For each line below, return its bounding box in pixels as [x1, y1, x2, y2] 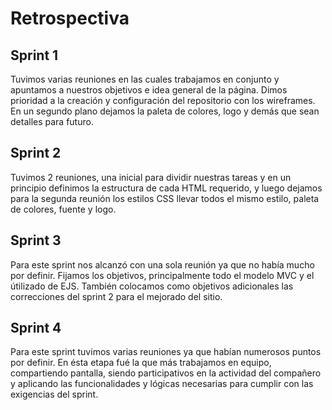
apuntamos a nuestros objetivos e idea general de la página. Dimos [10, 84, 288, 96]
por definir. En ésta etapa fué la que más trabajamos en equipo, [10, 357, 272, 369]
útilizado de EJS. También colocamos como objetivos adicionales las [10, 280, 294, 292]
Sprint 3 [10, 232, 62, 249]
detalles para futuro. [10, 116, 94, 127]
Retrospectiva [10, 7, 130, 30]
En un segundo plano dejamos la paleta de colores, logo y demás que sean [10, 105, 320, 117]
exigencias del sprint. [10, 388, 99, 401]
